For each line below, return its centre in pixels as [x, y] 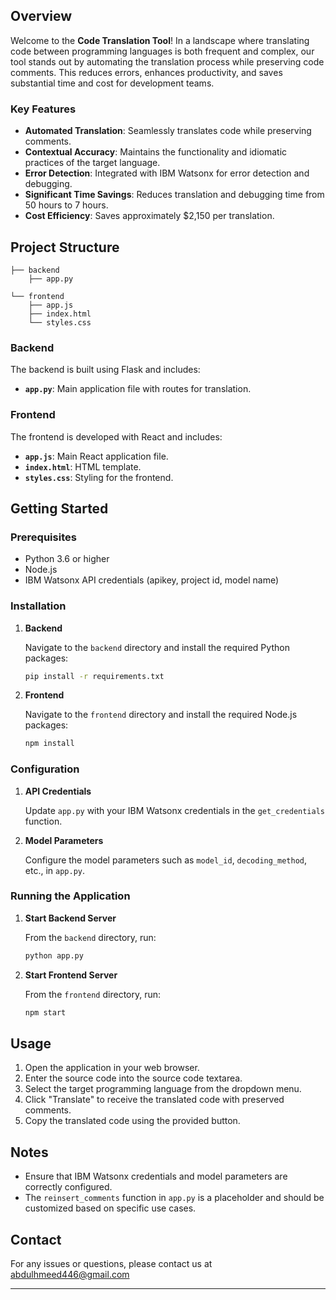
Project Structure [65, 247]
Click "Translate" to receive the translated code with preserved [154, 1100]
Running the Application [70, 896]
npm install [49, 744]
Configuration [45, 769]
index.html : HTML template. [83, 466]
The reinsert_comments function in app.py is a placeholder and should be [174, 1198]
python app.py [54, 955]
